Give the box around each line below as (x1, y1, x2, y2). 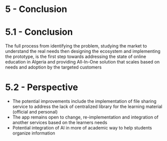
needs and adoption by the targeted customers (5, 64, 102, 70)
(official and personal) (12, 109, 58, 115)
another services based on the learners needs (12, 119, 108, 125)
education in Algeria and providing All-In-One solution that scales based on (5, 59, 160, 65)
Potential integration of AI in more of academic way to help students (12, 125, 152, 131)
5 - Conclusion (5, 3, 67, 15)
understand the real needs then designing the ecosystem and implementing (5, 48, 161, 54)
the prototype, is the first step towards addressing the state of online (5, 53, 146, 59)
